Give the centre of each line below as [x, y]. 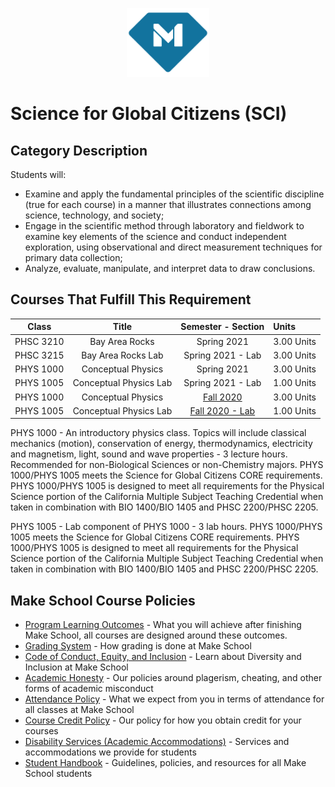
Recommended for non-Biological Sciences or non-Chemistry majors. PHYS [167, 465]
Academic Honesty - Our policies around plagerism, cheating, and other [173, 678]
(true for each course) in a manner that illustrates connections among [168, 204]
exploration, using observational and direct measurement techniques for [173, 247]
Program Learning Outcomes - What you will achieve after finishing [163, 625]
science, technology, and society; [94, 215]
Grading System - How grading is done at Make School [138, 646]
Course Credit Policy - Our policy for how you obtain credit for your [163, 720]
